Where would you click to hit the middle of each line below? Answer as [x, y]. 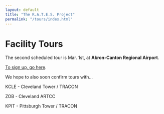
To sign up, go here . [26, 67]
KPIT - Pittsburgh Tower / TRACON [41, 106]
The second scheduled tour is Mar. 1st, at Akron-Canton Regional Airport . [82, 57]
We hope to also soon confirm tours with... [49, 77]
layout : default [22, 10]
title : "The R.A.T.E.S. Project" [40, 14]
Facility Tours [34, 44]
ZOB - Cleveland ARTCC [30, 96]
